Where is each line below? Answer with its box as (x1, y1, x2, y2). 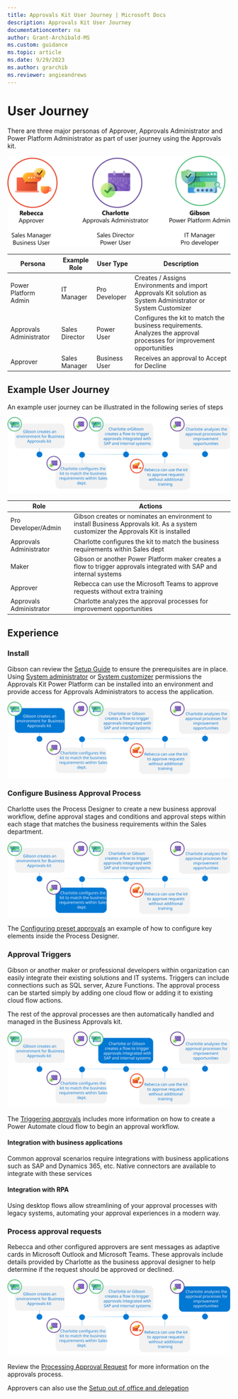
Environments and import (134, 281, 208, 290)
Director (61, 333, 85, 341)
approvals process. (7, 1370, 64, 1378)
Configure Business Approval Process (7, 789, 142, 799)
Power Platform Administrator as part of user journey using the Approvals (7, 134, 222, 142)
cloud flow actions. (7, 995, 63, 1005)
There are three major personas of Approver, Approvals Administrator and (7, 126, 223, 135)
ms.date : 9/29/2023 (7, 57, 65, 64)
